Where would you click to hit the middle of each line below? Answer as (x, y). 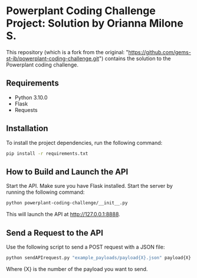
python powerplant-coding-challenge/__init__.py (67, 203)
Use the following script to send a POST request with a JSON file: (86, 247)
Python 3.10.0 (31, 97)
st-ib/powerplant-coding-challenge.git (52, 58)
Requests (26, 110)
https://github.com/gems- (160, 52)
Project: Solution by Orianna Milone (95, 23)
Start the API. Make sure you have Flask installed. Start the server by (89, 186)
